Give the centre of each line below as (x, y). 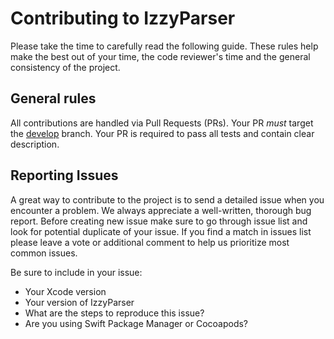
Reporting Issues (64, 175)
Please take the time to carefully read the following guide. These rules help (164, 46)
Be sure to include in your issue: (76, 272)
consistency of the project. (65, 67)
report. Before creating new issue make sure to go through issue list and (159, 221)
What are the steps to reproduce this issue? (114, 313)
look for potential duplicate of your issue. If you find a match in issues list (161, 231)
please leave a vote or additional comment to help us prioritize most (150, 242)
